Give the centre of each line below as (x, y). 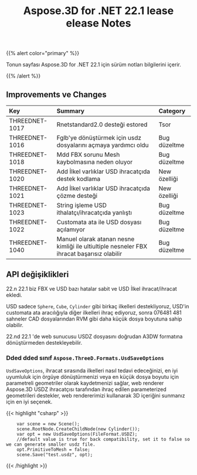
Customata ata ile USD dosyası (99, 222)
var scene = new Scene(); (48, 424)
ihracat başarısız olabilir (89, 254)
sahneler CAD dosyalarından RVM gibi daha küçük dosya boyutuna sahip (94, 319)
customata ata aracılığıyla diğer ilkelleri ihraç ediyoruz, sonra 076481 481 (94, 312)
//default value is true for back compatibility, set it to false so (103, 439)
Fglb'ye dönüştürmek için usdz (99, 138)
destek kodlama (79, 179)
